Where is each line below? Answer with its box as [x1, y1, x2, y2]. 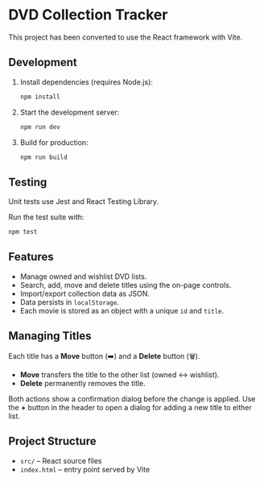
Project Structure [8, 434, 97, 448]
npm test [8, 228, 38, 236]
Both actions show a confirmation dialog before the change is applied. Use [8, 393, 256, 404]
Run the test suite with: [8, 212, 85, 222]
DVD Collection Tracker [8, 6, 168, 24]
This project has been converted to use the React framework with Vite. [8, 32, 243, 42]
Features [8, 250, 54, 264]
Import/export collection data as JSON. [19, 289, 151, 298]
